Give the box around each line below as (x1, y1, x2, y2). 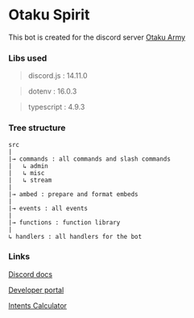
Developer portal (8, 285, 64, 295)
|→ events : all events (8, 204, 89, 212)
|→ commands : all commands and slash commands (8, 155, 171, 163)
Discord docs (8, 269, 53, 279)
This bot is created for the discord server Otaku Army (8, 32, 186, 42)
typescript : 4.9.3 (27, 103, 85, 112)
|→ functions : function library (8, 218, 121, 227)
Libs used (8, 52, 47, 64)
